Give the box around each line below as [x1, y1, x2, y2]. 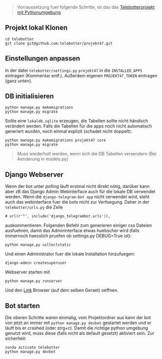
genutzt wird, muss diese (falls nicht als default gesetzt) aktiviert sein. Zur [5, 330, 155, 336]
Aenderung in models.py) [17, 156, 69, 162]
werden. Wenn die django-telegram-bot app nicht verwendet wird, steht [5, 194, 150, 200]
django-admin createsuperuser [5, 261, 67, 266]
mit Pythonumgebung [17, 9, 61, 15]
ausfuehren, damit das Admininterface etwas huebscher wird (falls [5, 228, 139, 234]
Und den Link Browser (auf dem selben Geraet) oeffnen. [5, 287, 118, 293]
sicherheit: [5, 335, 27, 341]
